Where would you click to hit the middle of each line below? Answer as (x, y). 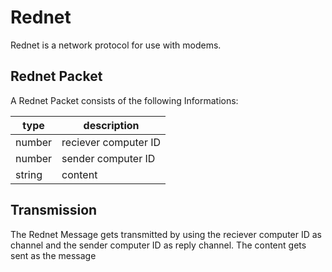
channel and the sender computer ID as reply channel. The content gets (158, 245)
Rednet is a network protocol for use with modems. (116, 45)
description (111, 125)
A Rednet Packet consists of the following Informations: (124, 100)
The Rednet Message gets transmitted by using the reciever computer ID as (166, 234)
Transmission (54, 210)
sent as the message (53, 255)
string (29, 174)
